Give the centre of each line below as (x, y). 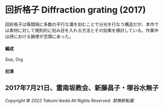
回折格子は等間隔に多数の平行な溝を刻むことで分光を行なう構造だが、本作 (80, 24)
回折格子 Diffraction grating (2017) (75, 10)
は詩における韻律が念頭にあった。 (39, 36)
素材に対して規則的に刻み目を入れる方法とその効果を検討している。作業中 (84, 30)
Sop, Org (14, 60)
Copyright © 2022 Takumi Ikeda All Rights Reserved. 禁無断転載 (70, 100)
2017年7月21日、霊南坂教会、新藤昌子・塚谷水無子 (82, 88)
